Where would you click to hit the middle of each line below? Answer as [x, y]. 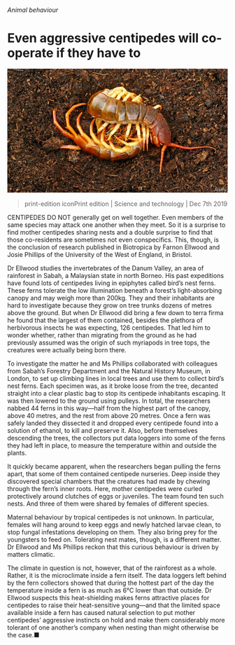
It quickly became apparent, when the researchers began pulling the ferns [114, 466]
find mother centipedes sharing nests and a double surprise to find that [110, 233]
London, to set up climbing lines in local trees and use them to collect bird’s [116, 379]
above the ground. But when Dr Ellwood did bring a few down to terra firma [115, 313]
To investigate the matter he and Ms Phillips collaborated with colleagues [113, 363]
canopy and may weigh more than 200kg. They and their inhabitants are [111, 298]
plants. [17, 453]
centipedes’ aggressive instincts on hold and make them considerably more [116, 620]
